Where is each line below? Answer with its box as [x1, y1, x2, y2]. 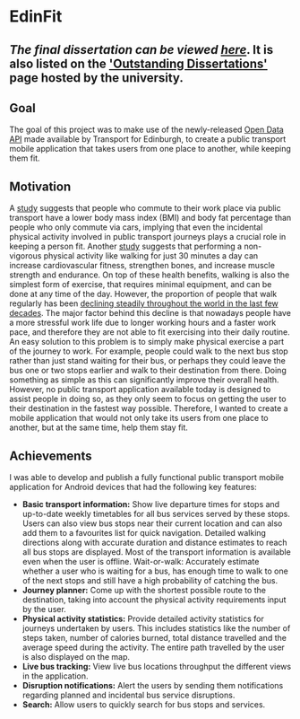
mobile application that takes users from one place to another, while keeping [9, 144, 291, 154]
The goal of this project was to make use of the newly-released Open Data [9, 124, 284, 136]
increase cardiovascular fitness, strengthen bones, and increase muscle [9, 260, 276, 271]
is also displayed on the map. [21, 652, 131, 662]
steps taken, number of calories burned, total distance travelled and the [21, 633, 287, 644]
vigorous [9, 250, 42, 261]
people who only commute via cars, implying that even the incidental [9, 222, 263, 232]
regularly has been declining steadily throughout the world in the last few [9, 298, 279, 309]
